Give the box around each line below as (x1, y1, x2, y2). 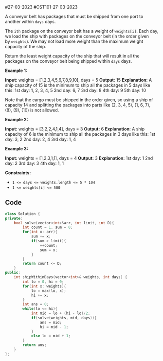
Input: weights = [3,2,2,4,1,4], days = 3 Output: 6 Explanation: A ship (5, 126, 145, 132)
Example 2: (5, 117, 28, 122)
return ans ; (22, 343, 47, 347)
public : (5, 270, 21, 275)
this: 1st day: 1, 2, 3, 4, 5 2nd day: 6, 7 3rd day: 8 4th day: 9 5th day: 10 (5, 88, 146, 93)
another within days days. (5, 19, 56, 24)
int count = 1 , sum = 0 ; (22, 225, 73, 230)
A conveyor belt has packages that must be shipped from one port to (5, 14, 144, 19)
